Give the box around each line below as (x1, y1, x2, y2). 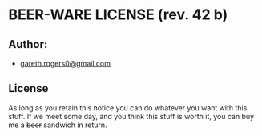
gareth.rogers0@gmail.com (19, 58, 111, 68)
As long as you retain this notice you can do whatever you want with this (8, 102, 248, 113)
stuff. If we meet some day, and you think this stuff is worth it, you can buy (8, 111, 255, 121)
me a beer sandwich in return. (8, 120, 107, 130)
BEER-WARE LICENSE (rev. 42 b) (8, 6, 228, 24)
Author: (8, 38, 48, 51)
